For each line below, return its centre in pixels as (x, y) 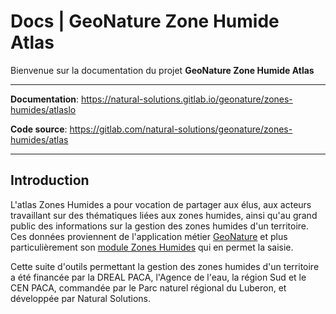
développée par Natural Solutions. (81, 298)
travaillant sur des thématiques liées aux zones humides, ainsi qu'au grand (164, 215)
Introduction (50, 180)
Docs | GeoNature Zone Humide (145, 21)
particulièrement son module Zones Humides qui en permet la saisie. (152, 247)
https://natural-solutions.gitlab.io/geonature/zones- (187, 99)
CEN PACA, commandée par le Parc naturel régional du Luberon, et (148, 287)
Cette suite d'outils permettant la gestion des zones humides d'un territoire (165, 266)
